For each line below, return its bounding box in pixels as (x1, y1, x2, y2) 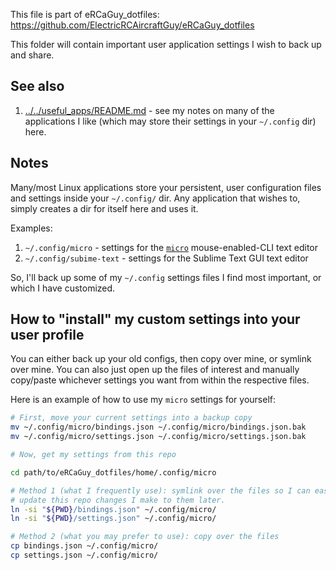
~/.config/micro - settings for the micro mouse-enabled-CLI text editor (24, 241, 319, 253)
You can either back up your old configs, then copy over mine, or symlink (10, 353, 312, 365)
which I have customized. (10, 282, 116, 294)
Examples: (10, 222, 53, 234)
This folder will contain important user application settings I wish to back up (10, 39, 322, 50)
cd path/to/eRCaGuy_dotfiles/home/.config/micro (10, 467, 217, 478)
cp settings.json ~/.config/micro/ (10, 550, 159, 561)
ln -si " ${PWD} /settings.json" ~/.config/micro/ (10, 514, 217, 524)
